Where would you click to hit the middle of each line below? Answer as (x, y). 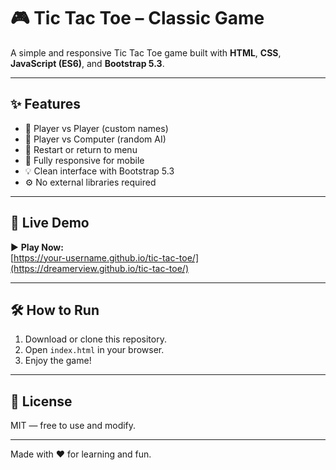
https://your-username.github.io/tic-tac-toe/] (106, 257)
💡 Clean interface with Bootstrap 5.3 (99, 171)
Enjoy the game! (58, 361)
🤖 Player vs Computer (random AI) (95, 139)
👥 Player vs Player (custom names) (96, 128)
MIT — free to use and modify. (73, 426)
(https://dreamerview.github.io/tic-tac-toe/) (99, 268)
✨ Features (45, 104)
